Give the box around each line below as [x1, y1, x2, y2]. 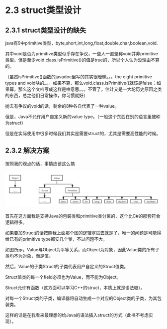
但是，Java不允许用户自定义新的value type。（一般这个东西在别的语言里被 [5, 114, 157, 120]
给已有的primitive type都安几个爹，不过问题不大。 [5, 236, 108, 242]
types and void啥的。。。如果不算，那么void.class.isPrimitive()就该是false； [5, 80, 157, 86]
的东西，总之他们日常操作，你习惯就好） [5, 93, 88, 98]
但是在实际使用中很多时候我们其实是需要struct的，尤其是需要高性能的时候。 [5, 131, 161, 136]
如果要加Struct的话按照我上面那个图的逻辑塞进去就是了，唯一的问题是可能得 [5, 230, 162, 236]
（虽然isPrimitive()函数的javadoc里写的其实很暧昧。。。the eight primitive [5, 74, 153, 80]
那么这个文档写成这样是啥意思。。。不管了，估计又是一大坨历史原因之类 [18, 86, 162, 92]
